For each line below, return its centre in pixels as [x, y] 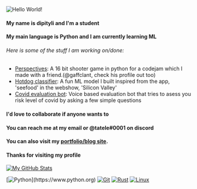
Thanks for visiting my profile [44, 155]
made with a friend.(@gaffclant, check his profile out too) [85, 75]
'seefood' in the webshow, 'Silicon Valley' [66, 88]
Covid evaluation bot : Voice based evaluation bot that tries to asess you [103, 94]
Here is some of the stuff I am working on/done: [65, 50]
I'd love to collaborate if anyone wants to [58, 114]
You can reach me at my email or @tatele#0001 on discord [80, 128]
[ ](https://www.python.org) [51, 180]
